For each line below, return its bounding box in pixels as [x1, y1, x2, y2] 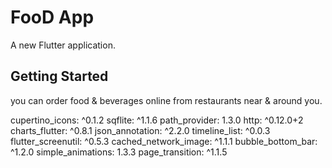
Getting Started [10, 68, 109, 85]
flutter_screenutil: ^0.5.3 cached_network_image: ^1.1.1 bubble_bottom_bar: [10, 135, 318, 147]
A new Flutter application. [10, 39, 116, 51]
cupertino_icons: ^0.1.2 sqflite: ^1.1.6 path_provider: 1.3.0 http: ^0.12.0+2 [10, 114, 304, 126]
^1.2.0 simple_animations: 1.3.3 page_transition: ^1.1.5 [10, 146, 228, 158]
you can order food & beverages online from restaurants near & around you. [10, 94, 323, 106]
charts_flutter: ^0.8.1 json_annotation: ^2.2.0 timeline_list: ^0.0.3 [10, 124, 271, 136]
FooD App [10, 6, 95, 29]
